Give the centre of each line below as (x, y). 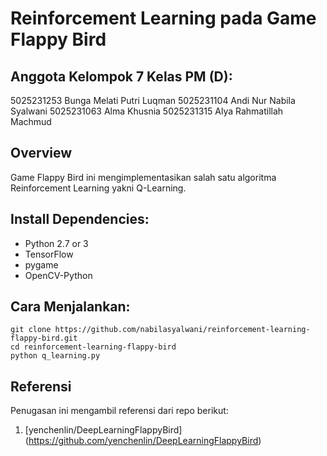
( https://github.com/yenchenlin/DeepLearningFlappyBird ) (143, 441)
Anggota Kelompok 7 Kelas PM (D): (121, 76)
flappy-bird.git (44, 338)
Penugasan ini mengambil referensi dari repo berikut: (119, 411)
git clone (31, 330)
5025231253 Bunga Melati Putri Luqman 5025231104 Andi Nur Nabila (153, 100)
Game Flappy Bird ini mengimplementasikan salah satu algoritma (143, 177)
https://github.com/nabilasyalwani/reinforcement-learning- (182, 330)
